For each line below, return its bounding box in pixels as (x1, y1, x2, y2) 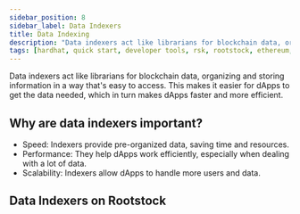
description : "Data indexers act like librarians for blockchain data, (9, 37, 281, 47)
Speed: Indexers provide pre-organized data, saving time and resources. (21, 139, 290, 150)
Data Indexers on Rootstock (9, 193, 167, 209)
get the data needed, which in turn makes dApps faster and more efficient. (9, 90, 284, 101)
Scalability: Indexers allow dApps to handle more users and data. (21, 167, 261, 178)
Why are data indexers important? (9, 115, 204, 130)
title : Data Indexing (9, 29, 90, 38)
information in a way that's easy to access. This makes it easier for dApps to (9, 80, 290, 91)
